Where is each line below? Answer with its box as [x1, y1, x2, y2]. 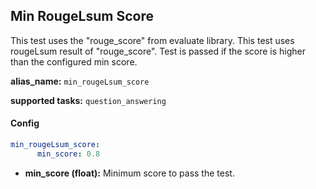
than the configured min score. [10, 55, 138, 68]
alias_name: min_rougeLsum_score [10, 75, 150, 87]
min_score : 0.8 [36, 149, 101, 159]
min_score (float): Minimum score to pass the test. [24, 167, 235, 179]
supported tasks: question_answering [10, 94, 167, 106]
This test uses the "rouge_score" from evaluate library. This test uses [10, 34, 295, 46]
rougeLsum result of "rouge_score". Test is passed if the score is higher [10, 45, 307, 57]
